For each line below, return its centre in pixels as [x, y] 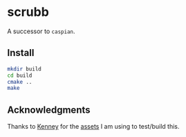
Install [21, 53]
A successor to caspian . [41, 31]
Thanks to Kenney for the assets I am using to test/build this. [93, 127]
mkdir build [24, 69]
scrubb [28, 12]
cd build [20, 75]
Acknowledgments [49, 110]
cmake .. [20, 82]
